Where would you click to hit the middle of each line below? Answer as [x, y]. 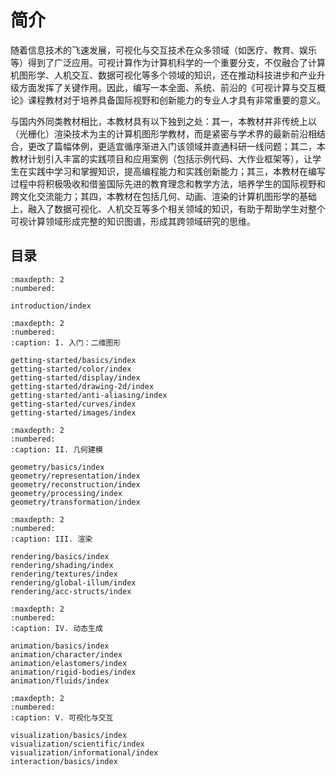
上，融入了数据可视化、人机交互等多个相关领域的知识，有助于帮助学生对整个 [168, 208]
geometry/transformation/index [75, 502]
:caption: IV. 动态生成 [56, 628]
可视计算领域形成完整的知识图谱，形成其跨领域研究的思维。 [133, 221]
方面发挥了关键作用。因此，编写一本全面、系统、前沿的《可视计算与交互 [167, 87]
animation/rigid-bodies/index [73, 672]
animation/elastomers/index [69, 663]
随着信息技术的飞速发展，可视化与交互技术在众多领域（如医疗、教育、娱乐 [163, 50]
